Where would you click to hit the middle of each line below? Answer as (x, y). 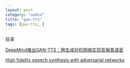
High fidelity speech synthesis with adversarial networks (65, 60)
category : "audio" (25, 15)
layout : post (19, 10)
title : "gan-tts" (24, 19)
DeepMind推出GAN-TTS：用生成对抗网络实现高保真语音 (64, 50)
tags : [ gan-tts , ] (25, 24)
